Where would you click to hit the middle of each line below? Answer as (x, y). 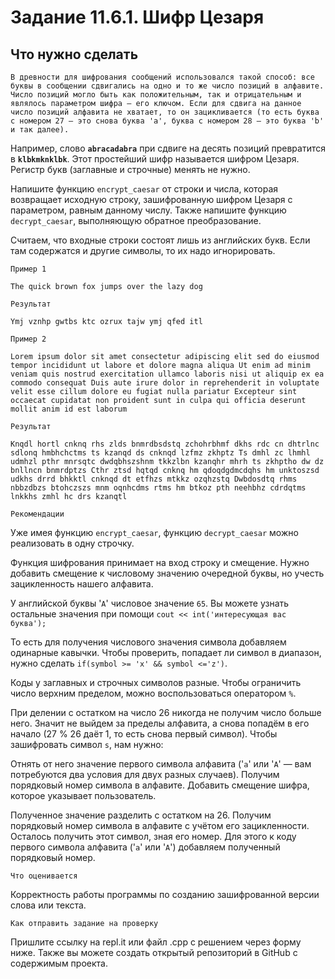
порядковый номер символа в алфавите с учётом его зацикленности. (160, 825)
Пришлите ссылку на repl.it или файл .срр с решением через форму (156, 942)
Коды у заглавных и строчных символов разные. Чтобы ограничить (156, 682)
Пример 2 (28, 339)
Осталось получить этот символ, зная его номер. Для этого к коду (153, 836)
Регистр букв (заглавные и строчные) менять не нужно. (130, 169)
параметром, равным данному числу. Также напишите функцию (148, 210)
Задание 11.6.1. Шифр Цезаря (137, 17)
